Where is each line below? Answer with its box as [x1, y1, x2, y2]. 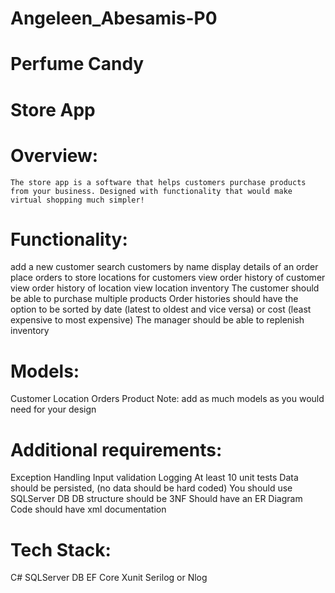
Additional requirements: [10, 438, 223, 461]
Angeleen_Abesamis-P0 [10, 7, 218, 30]
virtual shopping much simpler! [10, 195, 145, 205]
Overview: [10, 144, 99, 167]
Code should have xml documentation [10, 503, 167, 516]
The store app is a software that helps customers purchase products [10, 177, 307, 187]
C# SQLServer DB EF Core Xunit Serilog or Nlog [10, 572, 208, 584]
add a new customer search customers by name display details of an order [10, 261, 319, 273]
